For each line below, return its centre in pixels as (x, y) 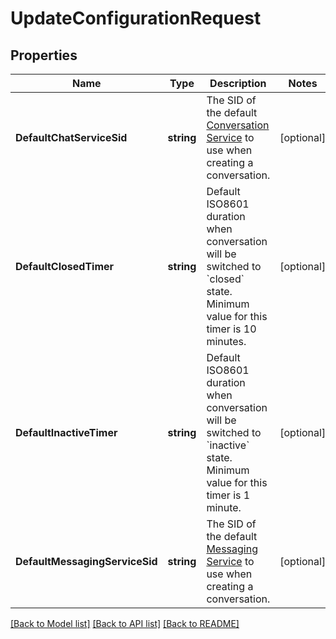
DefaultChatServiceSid (71, 137)
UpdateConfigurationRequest (136, 18)
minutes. (226, 341)
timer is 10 (231, 329)
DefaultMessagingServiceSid (86, 561)
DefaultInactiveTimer (66, 432)
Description (238, 83)
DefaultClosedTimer (65, 266)
